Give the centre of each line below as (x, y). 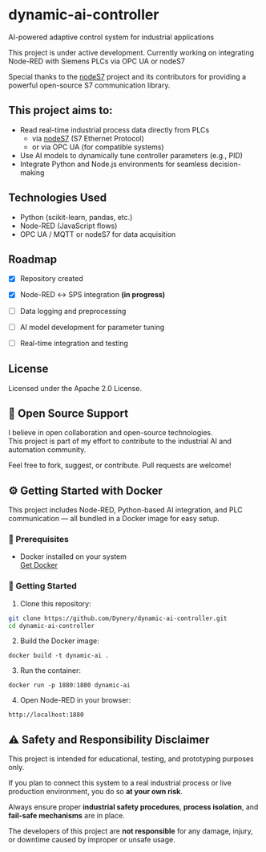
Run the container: (50, 671)
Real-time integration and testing (74, 343)
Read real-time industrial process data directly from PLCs (115, 129)
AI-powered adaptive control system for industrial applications (111, 37)
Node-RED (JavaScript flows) (69, 226)
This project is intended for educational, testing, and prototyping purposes (131, 759)
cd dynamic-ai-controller (51, 626)
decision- (226, 164)
